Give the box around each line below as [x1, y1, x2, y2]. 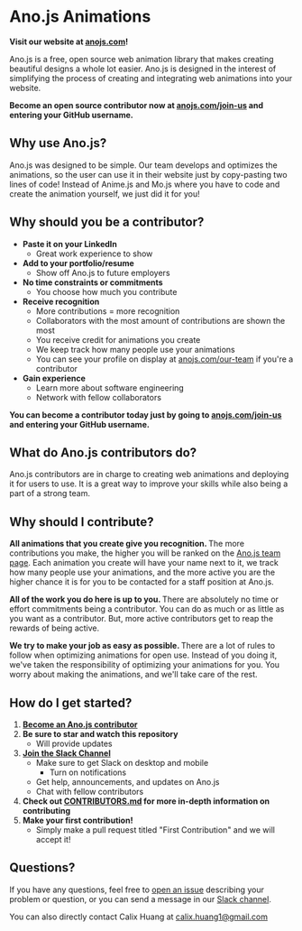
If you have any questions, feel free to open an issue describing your [9, 884, 264, 895]
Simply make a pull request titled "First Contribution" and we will [35, 825, 275, 835]
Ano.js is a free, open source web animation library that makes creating [9, 53, 274, 64]
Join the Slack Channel [22, 748, 111, 759]
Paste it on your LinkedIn [22, 238, 117, 249]
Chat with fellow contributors [35, 787, 144, 797]
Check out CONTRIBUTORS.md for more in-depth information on [22, 796, 270, 807]
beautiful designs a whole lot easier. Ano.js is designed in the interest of [9, 63, 277, 74]
